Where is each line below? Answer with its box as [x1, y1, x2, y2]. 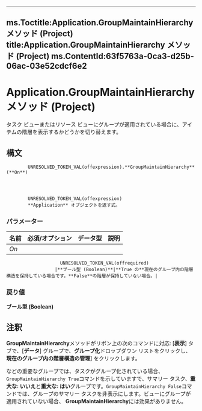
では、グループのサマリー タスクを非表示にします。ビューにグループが [16, 390, 191, 397]
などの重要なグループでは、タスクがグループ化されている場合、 [6, 367, 164, 374]
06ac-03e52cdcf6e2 [6, 61, 87, 71]
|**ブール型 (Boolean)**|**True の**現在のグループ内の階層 [54, 266, 194, 273]
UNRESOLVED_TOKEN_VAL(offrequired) [60, 260, 149, 266]
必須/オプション [27, 234, 72, 243]
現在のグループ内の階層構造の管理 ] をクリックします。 [6, 354, 141, 362]
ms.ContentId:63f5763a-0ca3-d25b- [50, 51, 194, 61]
